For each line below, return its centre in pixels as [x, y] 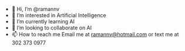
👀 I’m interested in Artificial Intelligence [59, 15]
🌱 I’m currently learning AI [43, 21]
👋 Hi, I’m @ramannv [36, 9]
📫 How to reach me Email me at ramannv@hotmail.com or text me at [95, 34]
